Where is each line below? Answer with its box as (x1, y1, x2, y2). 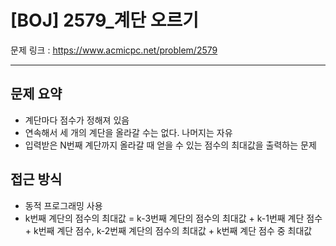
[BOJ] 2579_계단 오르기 (10, 9, 199, 32)
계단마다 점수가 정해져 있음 (24, 114, 130, 126)
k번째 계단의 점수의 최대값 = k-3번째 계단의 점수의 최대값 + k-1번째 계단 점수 (24, 212, 323, 224)
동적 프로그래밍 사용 (24, 199, 103, 211)
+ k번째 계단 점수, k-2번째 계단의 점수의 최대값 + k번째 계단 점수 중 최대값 (24, 224, 313, 236)
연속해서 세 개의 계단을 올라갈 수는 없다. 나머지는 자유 (24, 126, 233, 138)
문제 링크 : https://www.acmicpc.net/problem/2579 (10, 44, 218, 56)
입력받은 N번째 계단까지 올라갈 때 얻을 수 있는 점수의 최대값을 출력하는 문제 (24, 139, 317, 151)
